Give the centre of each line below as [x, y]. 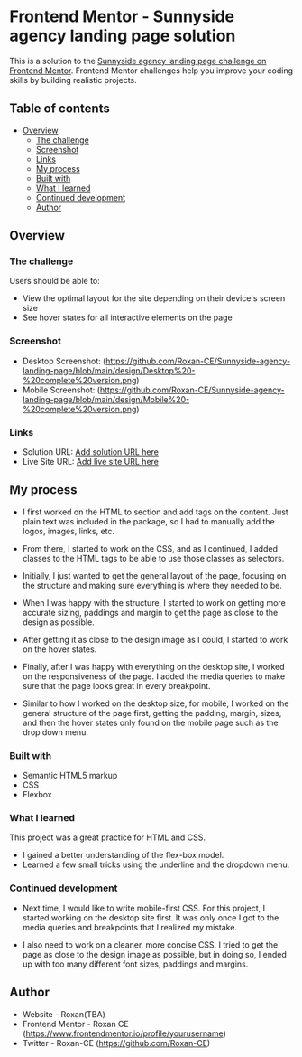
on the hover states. [59, 649]
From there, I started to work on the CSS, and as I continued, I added [150, 548]
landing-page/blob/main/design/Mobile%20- [106, 399]
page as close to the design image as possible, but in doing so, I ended [154, 954]
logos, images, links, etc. [69, 531]
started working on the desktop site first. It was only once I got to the [151, 917]
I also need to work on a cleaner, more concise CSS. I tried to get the [150, 944]
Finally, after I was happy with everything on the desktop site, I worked [154, 666]
